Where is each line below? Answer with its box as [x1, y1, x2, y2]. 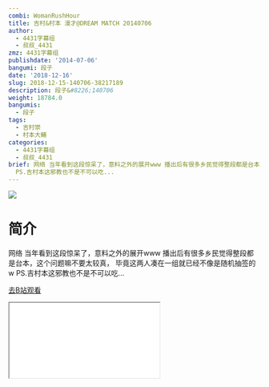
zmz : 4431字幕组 [8, 49, 59, 57]
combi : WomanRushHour [8, 11, 81, 20]
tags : [8, 116, 26, 124]
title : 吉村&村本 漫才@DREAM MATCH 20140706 [8, 19, 152, 27]
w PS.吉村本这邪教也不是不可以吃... [8, 268, 125, 277]
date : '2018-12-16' [8, 71, 74, 79]
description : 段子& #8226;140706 [8, 86, 114, 95]
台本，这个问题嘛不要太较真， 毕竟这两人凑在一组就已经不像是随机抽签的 [14, 258, 256, 268]
